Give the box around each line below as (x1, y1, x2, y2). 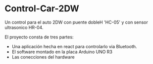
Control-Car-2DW (4, 3, 80, 14)
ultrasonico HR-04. (4, 24, 44, 30)
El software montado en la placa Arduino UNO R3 (11, 49, 112, 55)
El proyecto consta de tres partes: (4, 34, 74, 40)
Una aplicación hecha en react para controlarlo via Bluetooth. (11, 43, 137, 49)
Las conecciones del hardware (11, 54, 75, 60)
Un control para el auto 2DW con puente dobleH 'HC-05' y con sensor (4, 19, 148, 25)
